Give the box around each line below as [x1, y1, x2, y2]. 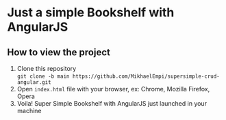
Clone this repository [16, 65, 77, 72]
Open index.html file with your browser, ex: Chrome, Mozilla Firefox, [16, 85, 210, 93]
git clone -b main [16, 73, 70, 80]
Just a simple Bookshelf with [7, 5, 175, 20]
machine [16, 107, 42, 115]
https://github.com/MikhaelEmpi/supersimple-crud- [72, 73, 221, 80]
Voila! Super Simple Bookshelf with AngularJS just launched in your [16, 100, 208, 107]
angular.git [16, 79, 51, 86]
